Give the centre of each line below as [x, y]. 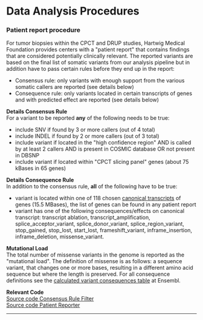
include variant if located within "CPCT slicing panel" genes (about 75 [102, 162]
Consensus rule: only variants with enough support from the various [100, 80]
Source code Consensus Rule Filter [50, 299]
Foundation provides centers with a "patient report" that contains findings [98, 50]
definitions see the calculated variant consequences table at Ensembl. [94, 281]
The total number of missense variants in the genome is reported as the [95, 255]
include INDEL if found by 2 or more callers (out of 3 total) [87, 136]
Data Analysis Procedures [73, 11]
